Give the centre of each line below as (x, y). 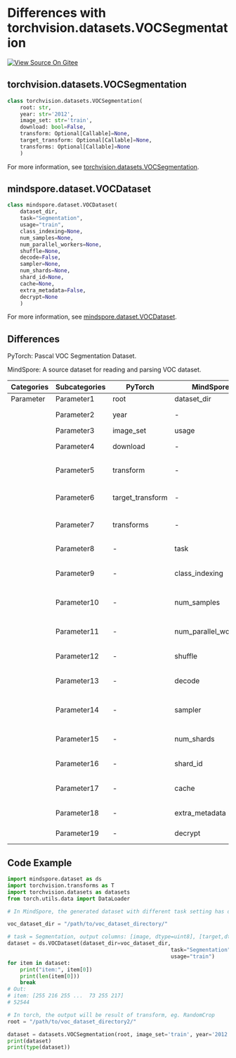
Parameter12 (77, 656)
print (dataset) (29, 1041)
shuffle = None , (40, 251)
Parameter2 (75, 415)
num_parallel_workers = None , (61, 245)
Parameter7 (75, 525)
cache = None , (37, 283)
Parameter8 (75, 549)
